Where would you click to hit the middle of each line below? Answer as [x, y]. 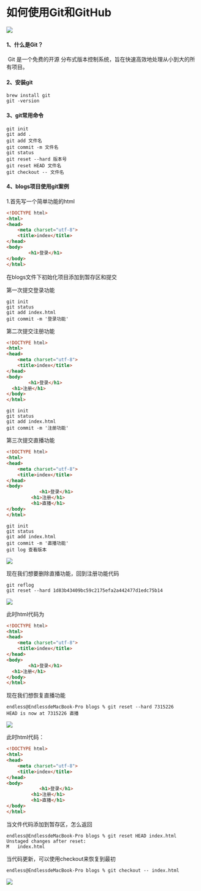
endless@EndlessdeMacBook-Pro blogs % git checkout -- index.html [93, 870]
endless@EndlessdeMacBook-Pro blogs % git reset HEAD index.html [91, 836]
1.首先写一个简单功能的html [41, 201]
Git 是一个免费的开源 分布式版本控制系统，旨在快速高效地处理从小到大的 [99, 60]
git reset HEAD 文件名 [34, 166]
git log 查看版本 [27, 550]
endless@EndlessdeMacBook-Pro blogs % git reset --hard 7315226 [90, 707]
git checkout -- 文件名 [35, 172]
